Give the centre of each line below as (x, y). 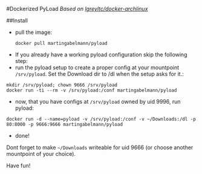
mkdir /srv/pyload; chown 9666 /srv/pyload (62, 85)
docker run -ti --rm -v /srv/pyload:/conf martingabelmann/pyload (92, 90)
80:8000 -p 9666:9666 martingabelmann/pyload (64, 124)
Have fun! (18, 166)
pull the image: (34, 32)
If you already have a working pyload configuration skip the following (101, 55)
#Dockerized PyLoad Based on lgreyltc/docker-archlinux (77, 9)
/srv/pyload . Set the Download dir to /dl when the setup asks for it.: (99, 74)
